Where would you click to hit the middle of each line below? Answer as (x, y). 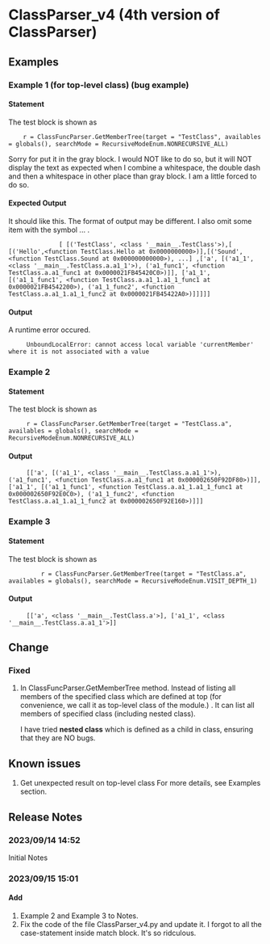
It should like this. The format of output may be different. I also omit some (130, 221)
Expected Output (37, 203)
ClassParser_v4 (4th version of (114, 15)
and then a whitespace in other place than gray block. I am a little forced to (133, 176)
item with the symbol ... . (49, 230)
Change (29, 648)
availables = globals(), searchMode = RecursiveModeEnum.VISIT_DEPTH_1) (133, 581)
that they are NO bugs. (58, 738)
